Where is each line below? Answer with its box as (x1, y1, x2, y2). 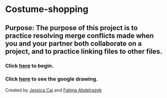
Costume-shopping (5, 4, 89, 15)
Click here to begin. (5, 62, 54, 69)
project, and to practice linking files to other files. (5, 47, 162, 56)
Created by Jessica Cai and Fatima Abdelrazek (5, 87, 102, 93)
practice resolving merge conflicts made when (5, 31, 154, 40)
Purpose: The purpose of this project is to (5, 24, 138, 32)
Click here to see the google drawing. (5, 75, 98, 82)
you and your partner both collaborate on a (5, 39, 142, 48)
